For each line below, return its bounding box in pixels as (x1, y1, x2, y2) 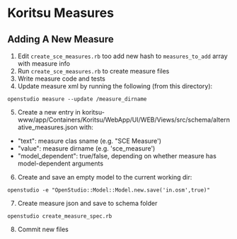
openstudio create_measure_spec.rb (7, 213, 112, 220)
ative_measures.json (17, 123, 78, 132)
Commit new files (17, 225, 69, 233)
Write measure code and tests (17, 74, 106, 83)
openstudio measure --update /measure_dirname (7, 95, 147, 103)
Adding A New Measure (7, 33, 115, 45)
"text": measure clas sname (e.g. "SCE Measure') (17, 136, 161, 145)
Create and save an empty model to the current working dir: (17, 173, 192, 181)
